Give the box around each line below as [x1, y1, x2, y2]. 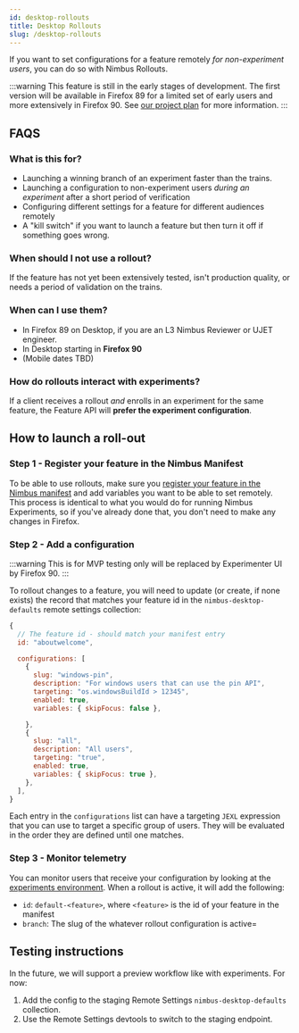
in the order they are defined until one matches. [9, 829, 185, 840]
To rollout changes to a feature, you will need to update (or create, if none [9, 585, 281, 596]
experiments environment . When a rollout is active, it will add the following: [9, 881, 286, 893]
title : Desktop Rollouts [9, 21, 102, 30]
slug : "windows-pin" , [32, 671, 114, 679]
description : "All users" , [32, 745, 134, 754]
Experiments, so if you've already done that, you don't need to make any [9, 506, 277, 517]
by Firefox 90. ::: [9, 568, 70, 579]
